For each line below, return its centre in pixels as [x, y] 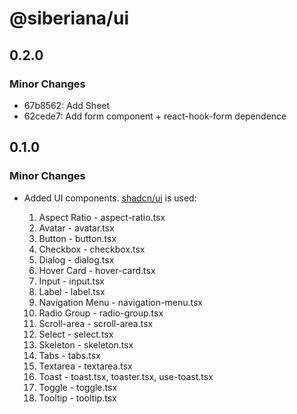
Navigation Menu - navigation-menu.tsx [120, 302]
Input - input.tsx [71, 281]
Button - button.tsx [77, 238]
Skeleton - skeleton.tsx [86, 344]
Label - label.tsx [72, 291]
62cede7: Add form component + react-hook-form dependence [155, 116]
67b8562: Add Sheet [67, 105]
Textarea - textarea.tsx [85, 366]
